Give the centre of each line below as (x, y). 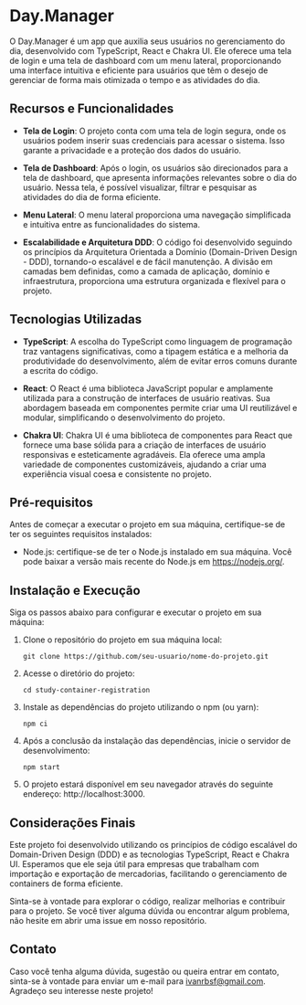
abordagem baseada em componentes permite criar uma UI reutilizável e (160, 407)
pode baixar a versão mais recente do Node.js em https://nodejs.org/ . (153, 562)
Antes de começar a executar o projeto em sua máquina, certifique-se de (148, 524)
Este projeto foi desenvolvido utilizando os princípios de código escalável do (153, 845)
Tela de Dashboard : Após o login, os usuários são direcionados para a (155, 168)
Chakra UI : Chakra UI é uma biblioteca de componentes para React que (158, 435)
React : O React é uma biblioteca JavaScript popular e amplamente (148, 388)
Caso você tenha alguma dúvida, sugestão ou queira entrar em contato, (145, 971)
